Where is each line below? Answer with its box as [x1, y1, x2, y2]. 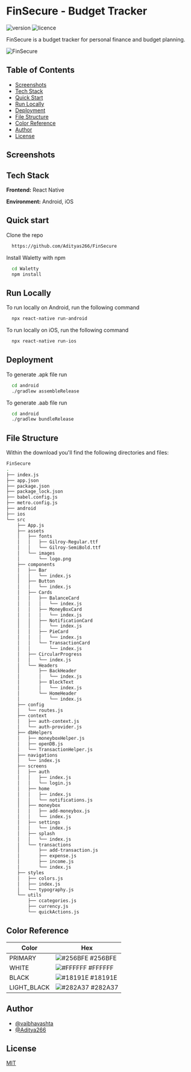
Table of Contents [6, 65, 75, 75]
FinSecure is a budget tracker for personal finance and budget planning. [6, 36, 186, 43]
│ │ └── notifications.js [17, 797, 93, 803]
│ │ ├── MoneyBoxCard [17, 606, 83, 613]
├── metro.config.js [6, 500, 58, 506]
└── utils [17, 892, 42, 898]
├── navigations [17, 752, 58, 758]
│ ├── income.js [17, 859, 74, 865]
